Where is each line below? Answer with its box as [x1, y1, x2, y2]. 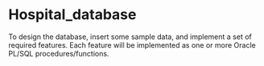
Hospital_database [8, 6, 137, 24]
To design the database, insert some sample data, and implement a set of [8, 32, 252, 41]
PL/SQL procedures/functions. [8, 49, 109, 58]
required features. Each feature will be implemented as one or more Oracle [8, 40, 256, 49]
